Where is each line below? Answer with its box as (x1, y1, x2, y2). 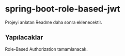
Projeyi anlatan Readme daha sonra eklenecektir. (5, 19, 103, 25)
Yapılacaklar (5, 33, 44, 42)
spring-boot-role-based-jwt (5, 3, 120, 14)
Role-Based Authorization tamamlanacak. (5, 46, 88, 52)
